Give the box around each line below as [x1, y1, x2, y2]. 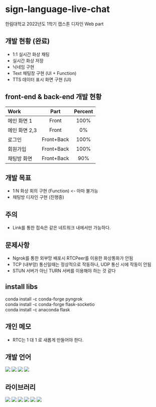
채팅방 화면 [8, 155, 33, 162]
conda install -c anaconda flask [5, 306, 70, 312]
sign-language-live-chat [5, 4, 110, 15]
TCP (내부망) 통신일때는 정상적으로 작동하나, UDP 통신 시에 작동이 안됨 [12, 262, 151, 267]
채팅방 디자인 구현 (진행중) [12, 194, 64, 200]
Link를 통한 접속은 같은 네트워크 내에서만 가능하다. [12, 225, 111, 231]
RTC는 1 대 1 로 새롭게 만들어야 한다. [12, 337, 84, 343]
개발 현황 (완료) [5, 37, 50, 46]
